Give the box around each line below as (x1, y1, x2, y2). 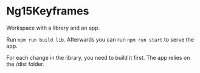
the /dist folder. (6, 60, 44, 68)
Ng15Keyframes (6, 4, 89, 18)
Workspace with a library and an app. (6, 24, 100, 31)
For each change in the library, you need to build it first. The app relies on (6, 54, 190, 61)
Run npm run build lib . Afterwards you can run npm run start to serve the (6, 36, 195, 43)
